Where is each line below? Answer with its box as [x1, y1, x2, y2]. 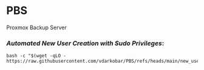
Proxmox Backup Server [6, 24, 67, 31]
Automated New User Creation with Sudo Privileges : [6, 39, 165, 47]
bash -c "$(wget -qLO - [6, 53, 67, 59]
